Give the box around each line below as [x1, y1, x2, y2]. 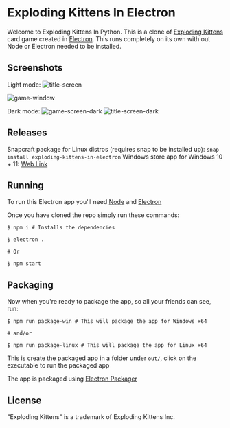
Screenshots [7, 62, 63, 74]
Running [7, 179, 45, 191]
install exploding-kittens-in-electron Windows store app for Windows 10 [7, 153, 223, 161]
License [7, 394, 42, 406]
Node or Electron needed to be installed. [7, 42, 122, 50]
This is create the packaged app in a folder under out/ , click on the [7, 354, 197, 362]
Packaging [7, 279, 54, 291]
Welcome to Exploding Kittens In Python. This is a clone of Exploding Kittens [7, 27, 223, 36]
